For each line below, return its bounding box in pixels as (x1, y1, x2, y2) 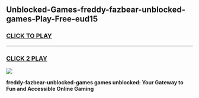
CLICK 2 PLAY (6, 54, 47, 62)
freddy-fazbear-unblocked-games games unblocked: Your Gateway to (6, 78, 184, 86)
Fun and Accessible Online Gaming (6, 85, 94, 92)
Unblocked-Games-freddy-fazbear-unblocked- (6, 5, 185, 15)
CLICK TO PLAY (6, 32, 52, 40)
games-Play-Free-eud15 (6, 14, 98, 24)
